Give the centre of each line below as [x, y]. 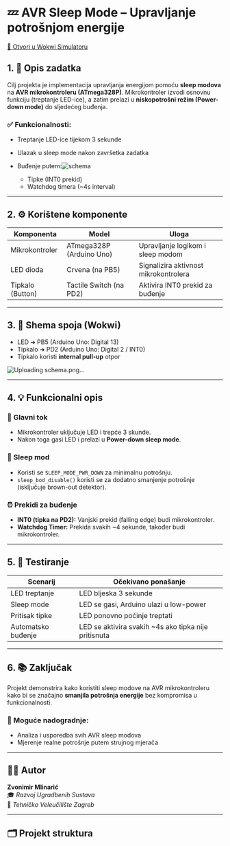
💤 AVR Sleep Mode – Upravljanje [102, 13]
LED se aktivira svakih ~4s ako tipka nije [143, 626]
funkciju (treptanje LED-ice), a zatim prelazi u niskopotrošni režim [100, 99]
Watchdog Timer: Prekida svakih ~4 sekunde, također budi [101, 527]
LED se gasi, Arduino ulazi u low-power [143, 604]
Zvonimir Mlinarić [33, 787]
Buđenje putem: [39, 166]
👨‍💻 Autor [27, 770]
